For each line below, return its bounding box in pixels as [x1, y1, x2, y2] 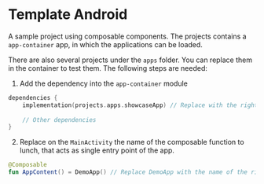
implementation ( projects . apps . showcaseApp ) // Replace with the [22, 101, 237, 109]
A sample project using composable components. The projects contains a [8, 31, 247, 41]
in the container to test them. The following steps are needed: [8, 63, 208, 72]
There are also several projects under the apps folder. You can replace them [8, 55, 253, 64]
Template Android [8, 6, 128, 24]
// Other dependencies [22, 116, 97, 123]
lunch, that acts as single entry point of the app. [19, 145, 175, 155]
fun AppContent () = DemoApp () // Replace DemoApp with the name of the [8, 168, 247, 176]
